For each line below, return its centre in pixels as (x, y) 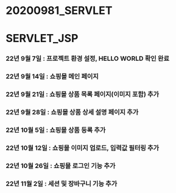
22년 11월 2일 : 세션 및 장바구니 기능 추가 (62, 183)
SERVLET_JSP (42, 39)
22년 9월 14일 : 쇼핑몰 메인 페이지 (52, 77)
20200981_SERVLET (59, 11)
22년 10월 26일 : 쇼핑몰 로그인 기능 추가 (61, 166)
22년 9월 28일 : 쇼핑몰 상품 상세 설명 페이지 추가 (72, 112)
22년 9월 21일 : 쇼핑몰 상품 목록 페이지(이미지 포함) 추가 (83, 94)
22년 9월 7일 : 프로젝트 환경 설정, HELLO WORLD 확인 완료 (88, 58)
